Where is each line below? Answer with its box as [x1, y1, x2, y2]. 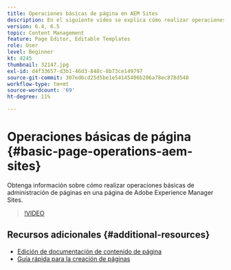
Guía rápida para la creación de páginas [16, 254, 131, 262]
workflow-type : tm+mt [7, 81, 69, 87]
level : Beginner [7, 49, 54, 56]
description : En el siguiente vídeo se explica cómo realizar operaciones [7, 17, 226, 23]
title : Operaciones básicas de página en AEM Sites [7, 10, 158, 17]
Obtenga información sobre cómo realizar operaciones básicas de [7, 180, 195, 189]
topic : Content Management [7, 29, 85, 37]
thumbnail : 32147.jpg [7, 61, 69, 68]
